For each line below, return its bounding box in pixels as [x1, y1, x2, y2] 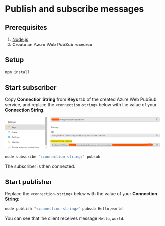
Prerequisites [5, 23, 47, 32]
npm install [5, 69, 30, 75]
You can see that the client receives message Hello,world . [5, 215, 124, 221]
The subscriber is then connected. [5, 163, 76, 169]
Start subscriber [5, 83, 57, 92]
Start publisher [5, 178, 53, 186]
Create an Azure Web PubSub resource [12, 42, 93, 47]
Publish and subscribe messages [5, 3, 144, 15]
